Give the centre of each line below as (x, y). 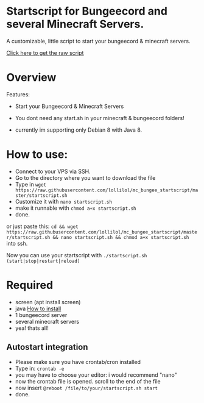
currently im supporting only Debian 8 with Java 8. (79, 130)
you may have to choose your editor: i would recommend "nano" (96, 375)
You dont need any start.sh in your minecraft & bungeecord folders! (100, 118)
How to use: (37, 155)
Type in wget (31, 184)
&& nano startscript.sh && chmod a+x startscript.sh (121, 237)
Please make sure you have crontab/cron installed (78, 362)
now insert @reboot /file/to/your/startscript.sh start (86, 388)
